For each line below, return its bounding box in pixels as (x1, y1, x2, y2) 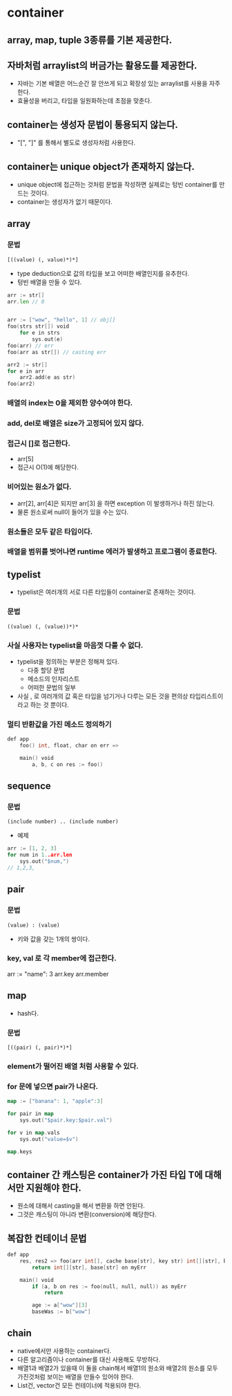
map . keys (7, 1148, 32, 1155)
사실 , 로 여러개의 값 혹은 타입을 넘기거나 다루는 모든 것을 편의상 (17, 691, 188, 700)
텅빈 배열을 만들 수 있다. (17, 278, 82, 286)
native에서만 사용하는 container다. (17, 1346, 112, 1355)
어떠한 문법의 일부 (27, 683, 76, 691)
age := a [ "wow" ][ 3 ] (32, 1302, 88, 1309)
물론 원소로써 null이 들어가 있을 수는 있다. (17, 508, 129, 516)
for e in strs (19, 330, 60, 337)
